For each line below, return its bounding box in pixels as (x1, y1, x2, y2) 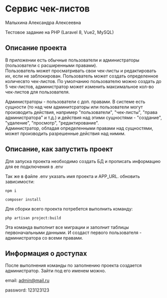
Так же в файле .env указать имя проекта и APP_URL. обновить (5, 173, 141, 179)
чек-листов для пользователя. (5, 88, 70, 95)
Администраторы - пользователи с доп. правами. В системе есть (5, 98, 146, 104)
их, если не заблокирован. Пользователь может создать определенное (5, 73, 159, 79)
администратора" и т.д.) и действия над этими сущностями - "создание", (5, 114, 162, 120)
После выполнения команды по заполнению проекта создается (5, 262, 142, 268)
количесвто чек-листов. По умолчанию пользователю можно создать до (5, 78, 162, 84)
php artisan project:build (5, 215, 61, 220)
